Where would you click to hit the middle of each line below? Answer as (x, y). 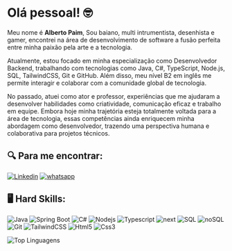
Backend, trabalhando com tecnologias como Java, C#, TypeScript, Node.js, (116, 68)
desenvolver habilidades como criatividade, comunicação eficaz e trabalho (114, 104)
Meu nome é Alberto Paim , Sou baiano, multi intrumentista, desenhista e (111, 32)
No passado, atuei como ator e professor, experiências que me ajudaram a (114, 96)
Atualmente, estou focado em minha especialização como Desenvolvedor (112, 60)
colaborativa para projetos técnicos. (59, 133)
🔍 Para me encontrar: (55, 156)
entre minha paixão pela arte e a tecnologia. (70, 47)
